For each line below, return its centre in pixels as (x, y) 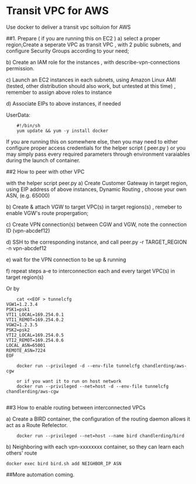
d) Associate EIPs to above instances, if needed (63, 103)
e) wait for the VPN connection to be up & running (66, 260)
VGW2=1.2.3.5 (22, 325)
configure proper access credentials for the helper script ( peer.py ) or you (96, 148)
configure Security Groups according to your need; (68, 50)
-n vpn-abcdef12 (26, 248)
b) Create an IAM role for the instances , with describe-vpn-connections (93, 62)
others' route (22, 453)
